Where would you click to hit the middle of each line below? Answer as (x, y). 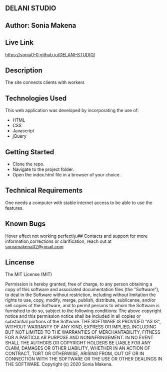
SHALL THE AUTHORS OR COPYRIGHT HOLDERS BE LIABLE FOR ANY (78, 343)
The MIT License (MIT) (29, 274)
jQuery (19, 136)
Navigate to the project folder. (43, 169)
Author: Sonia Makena (41, 25)
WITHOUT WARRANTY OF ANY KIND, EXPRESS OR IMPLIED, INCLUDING (81, 327)
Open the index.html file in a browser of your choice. (66, 175)
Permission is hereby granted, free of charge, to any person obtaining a (79, 284)
